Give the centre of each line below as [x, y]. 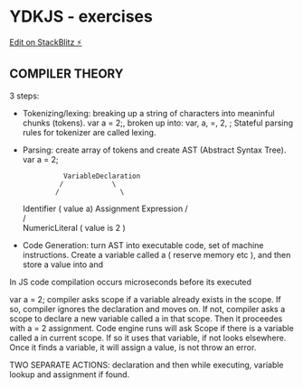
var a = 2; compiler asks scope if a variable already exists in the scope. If [146, 299]
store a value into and [63, 264]
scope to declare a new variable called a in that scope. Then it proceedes [146, 319]
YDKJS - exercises [81, 17]
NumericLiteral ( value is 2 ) [74, 227]
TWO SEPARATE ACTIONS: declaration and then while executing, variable [147, 365]
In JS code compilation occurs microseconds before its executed [130, 282]
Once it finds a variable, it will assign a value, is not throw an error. [133, 347]
